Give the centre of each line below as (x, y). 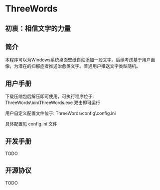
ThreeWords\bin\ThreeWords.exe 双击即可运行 (53, 102)
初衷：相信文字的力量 (38, 28)
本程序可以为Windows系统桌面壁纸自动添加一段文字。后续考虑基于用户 (78, 60)
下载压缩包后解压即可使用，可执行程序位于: (50, 96)
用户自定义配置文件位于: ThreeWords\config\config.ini (61, 113)
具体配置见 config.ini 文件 (31, 124)
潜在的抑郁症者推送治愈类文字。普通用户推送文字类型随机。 (79, 66)
